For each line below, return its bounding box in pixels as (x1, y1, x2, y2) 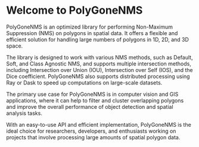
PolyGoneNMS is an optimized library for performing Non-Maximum (6, 23, 173, 30)
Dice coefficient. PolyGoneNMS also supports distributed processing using (6, 73, 190, 80)
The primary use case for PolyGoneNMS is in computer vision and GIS (6, 90, 179, 98)
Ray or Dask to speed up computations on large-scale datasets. (6, 79, 163, 86)
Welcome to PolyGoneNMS (6, 4, 143, 17)
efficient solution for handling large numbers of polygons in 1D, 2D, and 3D (6, 36, 189, 43)
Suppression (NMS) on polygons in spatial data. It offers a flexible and (6, 29, 178, 36)
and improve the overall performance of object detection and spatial (6, 103, 174, 110)
